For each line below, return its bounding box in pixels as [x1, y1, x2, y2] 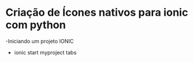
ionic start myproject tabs [14, 49, 77, 56]
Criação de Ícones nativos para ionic [5, 6, 189, 19]
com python [5, 18, 66, 32]
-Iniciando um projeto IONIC [5, 37, 75, 44]
